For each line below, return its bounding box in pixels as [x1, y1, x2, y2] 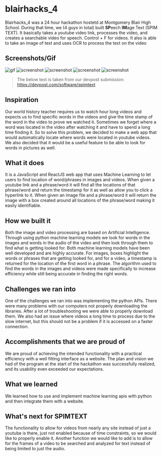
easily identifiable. [5, 203, 42, 208]
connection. [5, 324, 29, 329]
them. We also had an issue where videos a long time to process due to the [5, 313, 155, 319]
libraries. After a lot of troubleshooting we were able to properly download [5, 308, 153, 314]
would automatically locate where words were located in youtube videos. [5, 135, 151, 140]
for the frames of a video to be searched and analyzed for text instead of [5, 440, 151, 446]
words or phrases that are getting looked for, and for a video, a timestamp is [5, 255, 157, 261]
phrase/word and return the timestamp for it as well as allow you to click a [5, 187, 153, 193]
